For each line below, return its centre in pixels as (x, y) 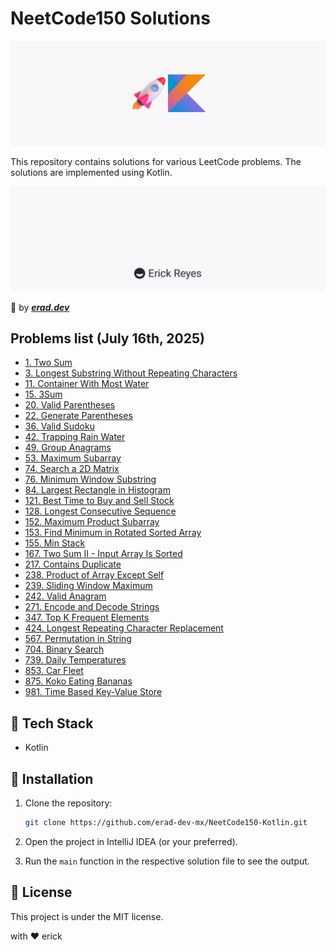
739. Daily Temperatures (75, 660)
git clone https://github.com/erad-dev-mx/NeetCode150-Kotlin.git (166, 823)
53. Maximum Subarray (73, 458)
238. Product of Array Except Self (94, 575)
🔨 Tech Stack (52, 723)
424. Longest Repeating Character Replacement (124, 628)
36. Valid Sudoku (59, 426)
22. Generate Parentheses (78, 416)
